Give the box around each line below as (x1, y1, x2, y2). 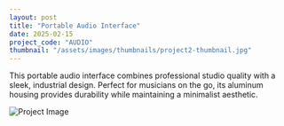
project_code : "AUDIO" (9, 37, 93, 47)
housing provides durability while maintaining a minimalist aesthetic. (9, 90, 259, 100)
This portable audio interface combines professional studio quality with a (9, 70, 276, 81)
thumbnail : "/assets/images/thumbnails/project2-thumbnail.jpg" (9, 46, 252, 55)
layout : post (9, 12, 58, 22)
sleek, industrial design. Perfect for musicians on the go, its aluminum (9, 80, 264, 91)
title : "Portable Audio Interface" (9, 21, 141, 30)
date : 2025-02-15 (9, 29, 74, 38)
